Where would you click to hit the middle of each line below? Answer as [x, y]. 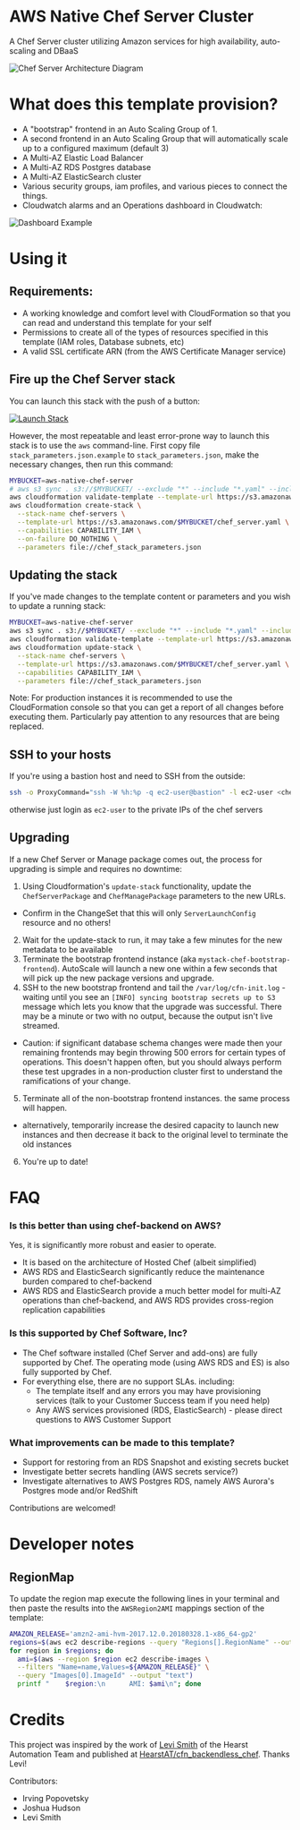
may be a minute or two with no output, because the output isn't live [147, 1016]
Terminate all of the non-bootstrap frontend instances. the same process [156, 1098]
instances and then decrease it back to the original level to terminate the [155, 1134]
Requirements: [51, 291]
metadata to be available [67, 949]
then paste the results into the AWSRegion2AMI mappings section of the [137, 1608]
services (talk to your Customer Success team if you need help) [153, 1400]
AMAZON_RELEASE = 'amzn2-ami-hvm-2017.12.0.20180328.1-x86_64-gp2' [133, 1634]
